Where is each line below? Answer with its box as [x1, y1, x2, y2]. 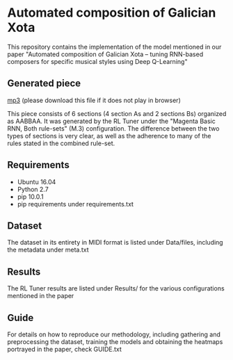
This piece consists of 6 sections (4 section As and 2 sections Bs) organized [7, 109, 227, 117]
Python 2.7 [17, 185, 49, 193]
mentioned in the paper [7, 292, 74, 300]
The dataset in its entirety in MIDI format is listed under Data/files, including [7, 238, 224, 247]
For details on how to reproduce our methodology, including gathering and [7, 330, 220, 338]
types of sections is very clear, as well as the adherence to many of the [7, 131, 211, 140]
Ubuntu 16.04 [17, 177, 56, 186]
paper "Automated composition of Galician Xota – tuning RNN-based [7, 50, 204, 58]
